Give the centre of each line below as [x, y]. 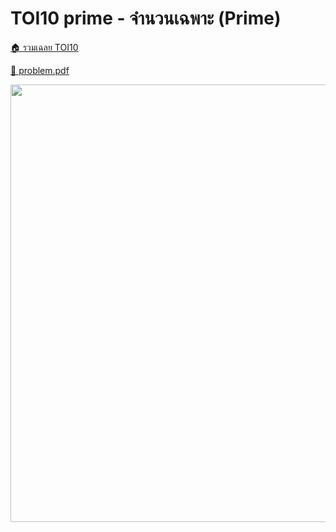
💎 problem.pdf [40, 70]
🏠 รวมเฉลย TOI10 [44, 47]
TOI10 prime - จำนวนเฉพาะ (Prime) [146, 18]
